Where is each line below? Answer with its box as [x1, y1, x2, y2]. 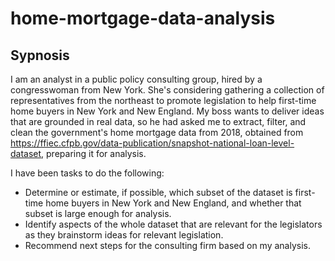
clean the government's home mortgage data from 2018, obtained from [10, 127, 304, 138]
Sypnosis [10, 47, 70, 64]
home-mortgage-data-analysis [10, 7, 276, 30]
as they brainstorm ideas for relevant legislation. [24, 229, 224, 241]
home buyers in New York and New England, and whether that [45, 197, 302, 209]
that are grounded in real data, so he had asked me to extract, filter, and [10, 116, 307, 127]
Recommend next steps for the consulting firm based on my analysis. [24, 240, 311, 251]
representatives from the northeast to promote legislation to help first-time [10, 95, 317, 106]
